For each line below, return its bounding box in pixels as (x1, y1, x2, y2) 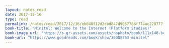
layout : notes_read (5, 7, 46, 12)
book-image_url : (5, 30, 39, 35)
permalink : (5, 21, 28, 26)
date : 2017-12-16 (5, 12, 42, 17)
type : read (5, 16, 28, 21)
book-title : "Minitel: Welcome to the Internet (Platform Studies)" (5, 26, 152, 31)
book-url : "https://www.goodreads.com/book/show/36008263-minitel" (5, 35, 150, 40)
